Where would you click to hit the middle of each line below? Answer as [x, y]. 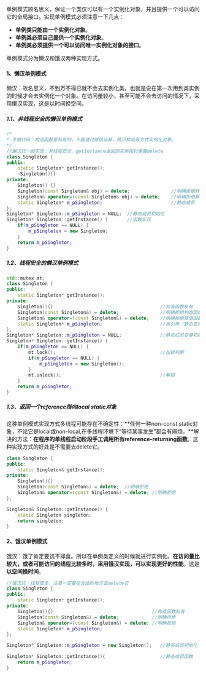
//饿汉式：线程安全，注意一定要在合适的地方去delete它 [67, 583]
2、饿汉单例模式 [27, 541]
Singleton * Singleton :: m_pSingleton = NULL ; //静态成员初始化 [86, 214]
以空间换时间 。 [25, 571]
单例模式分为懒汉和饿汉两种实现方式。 [55, 58]
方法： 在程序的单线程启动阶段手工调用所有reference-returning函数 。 [105, 439]
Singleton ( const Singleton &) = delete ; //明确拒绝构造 [105, 312]
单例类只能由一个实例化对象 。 [53, 30]
